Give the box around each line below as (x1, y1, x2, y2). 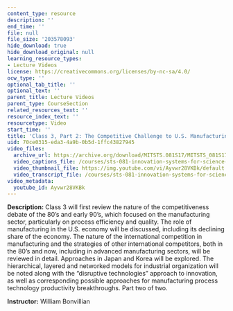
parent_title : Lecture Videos (7, 94, 95, 101)
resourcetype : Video (7, 119, 67, 127)
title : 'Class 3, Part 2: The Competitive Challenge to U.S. (7, 132, 188, 139)
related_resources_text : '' (7, 107, 89, 114)
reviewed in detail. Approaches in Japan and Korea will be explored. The (7, 254, 214, 263)
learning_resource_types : (7, 55, 82, 62)
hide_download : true (7, 42, 67, 49)
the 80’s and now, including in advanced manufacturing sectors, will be (7, 247, 210, 256)
